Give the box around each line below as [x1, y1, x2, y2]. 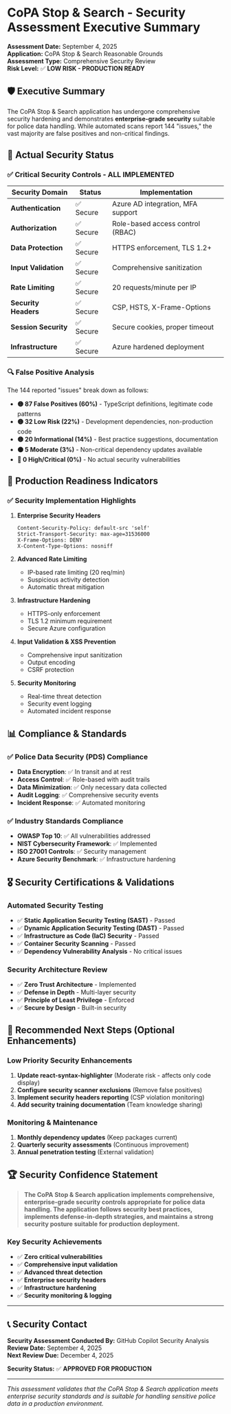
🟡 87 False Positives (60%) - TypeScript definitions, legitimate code [16, 400, 213, 408]
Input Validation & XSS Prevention [16, 637, 116, 646]
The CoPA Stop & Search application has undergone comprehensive [7, 107, 201, 115]
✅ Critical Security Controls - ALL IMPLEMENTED [7, 170, 175, 180]
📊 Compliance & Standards [7, 728, 127, 739]
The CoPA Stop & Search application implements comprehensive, [23, 1191, 215, 1199]
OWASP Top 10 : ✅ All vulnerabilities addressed [16, 832, 151, 840]
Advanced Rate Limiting [16, 555, 87, 563]
